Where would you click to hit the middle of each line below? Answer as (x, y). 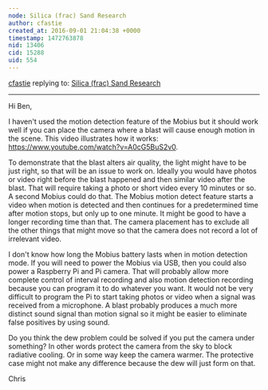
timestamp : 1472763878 (46, 38)
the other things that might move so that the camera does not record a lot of (133, 230)
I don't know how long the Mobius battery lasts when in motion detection (128, 254)
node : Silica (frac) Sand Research (67, 16)
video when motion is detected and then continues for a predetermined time (134, 205)
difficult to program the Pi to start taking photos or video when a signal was (132, 296)
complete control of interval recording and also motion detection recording (131, 280)
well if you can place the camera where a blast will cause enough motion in (132, 129)
